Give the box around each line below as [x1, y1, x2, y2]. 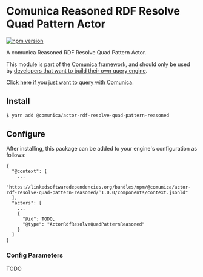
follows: [6, 151, 26, 158]
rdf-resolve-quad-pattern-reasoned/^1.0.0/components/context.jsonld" [6, 189, 188, 196]
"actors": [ [12, 200, 42, 206]
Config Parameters [6, 251, 64, 259]
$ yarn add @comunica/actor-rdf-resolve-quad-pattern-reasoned [6, 112, 170, 119]
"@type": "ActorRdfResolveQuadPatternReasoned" [22, 221, 145, 227]
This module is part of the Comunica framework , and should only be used [6, 60, 190, 68]
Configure [6, 129, 45, 140]
